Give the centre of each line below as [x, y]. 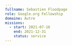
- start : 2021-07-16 [30, 27]
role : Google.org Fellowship [34, 14]
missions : [15, 23]
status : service [30, 36]
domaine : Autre [20, 18]
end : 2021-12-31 [30, 32]
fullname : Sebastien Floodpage [36, 9]
